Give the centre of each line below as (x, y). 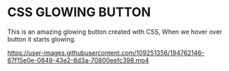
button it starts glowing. (42, 39)
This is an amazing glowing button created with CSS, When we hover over (115, 32)
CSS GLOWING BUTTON (79, 12)
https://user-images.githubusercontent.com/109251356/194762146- (106, 53)
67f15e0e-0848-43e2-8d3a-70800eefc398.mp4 (78, 60)
